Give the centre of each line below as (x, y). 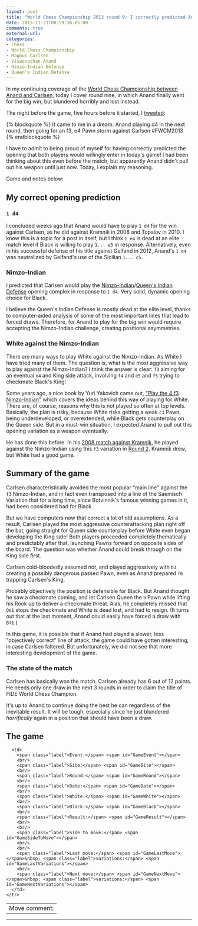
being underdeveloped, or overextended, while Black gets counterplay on (95, 418)
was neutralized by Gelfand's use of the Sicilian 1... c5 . (75, 257)
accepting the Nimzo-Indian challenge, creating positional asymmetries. (93, 328)
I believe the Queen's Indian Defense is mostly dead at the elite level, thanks (99, 309)
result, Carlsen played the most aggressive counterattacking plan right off (96, 524)
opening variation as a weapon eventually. (57, 431)
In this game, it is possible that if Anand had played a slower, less (85, 634)
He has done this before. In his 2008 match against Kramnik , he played (92, 442)
